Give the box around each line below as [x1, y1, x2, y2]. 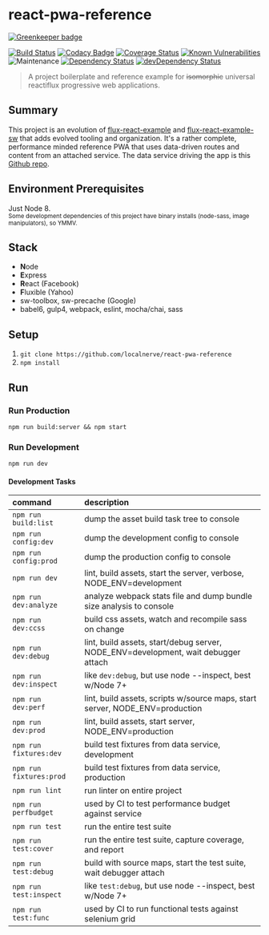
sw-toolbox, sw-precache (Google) [19, 296, 136, 306]
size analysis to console [83, 601, 175, 612]
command [12, 497, 52, 508]
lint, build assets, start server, [83, 716, 195, 727]
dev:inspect [12, 680, 58, 689]
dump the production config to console [83, 552, 231, 563]
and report [83, 844, 124, 856]
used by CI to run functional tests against [83, 904, 239, 915]
